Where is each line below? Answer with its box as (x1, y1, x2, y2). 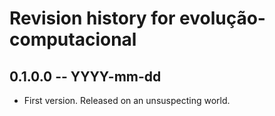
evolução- (179, 7, 266, 30)
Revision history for (9, 7, 176, 30)
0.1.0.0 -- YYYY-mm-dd (9, 68, 162, 85)
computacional (9, 28, 137, 51)
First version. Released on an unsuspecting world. (23, 95, 231, 106)
